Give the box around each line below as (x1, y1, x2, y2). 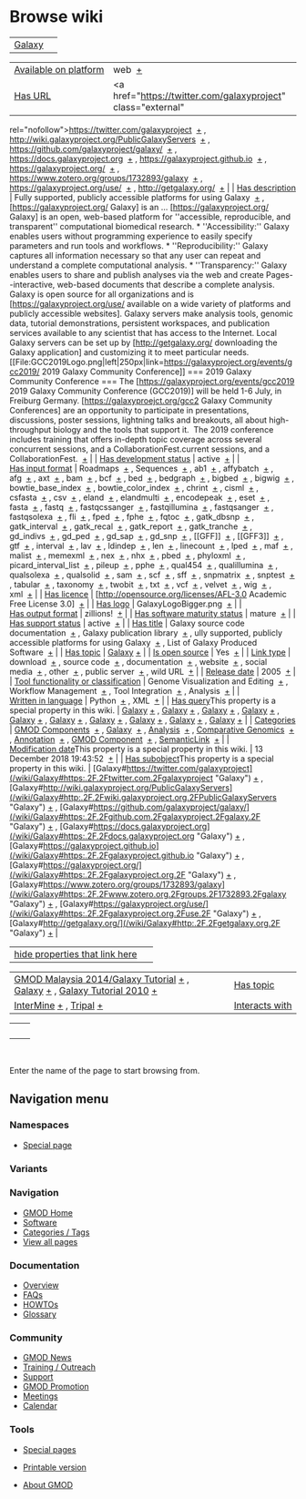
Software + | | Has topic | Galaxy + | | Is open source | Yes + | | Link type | (9, 647, 291, 658)
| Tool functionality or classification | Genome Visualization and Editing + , (9, 676, 289, 687)
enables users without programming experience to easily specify (9, 230, 253, 241)
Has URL (14, 89, 52, 102)
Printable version (22, 1462, 87, 1473)
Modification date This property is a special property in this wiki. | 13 (9, 743, 264, 754)
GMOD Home (22, 1207, 73, 1218)
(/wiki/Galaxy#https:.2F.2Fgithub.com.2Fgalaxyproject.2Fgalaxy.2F (9, 811, 261, 821)
